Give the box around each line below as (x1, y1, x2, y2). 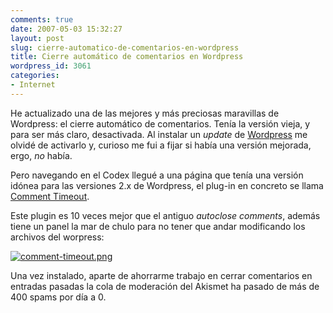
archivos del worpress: (10, 231, 105, 243)
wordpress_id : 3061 (10, 61, 92, 71)
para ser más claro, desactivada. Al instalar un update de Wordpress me (10, 128, 308, 140)
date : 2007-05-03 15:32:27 (10, 24, 123, 34)
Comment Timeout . (10, 190, 90, 202)
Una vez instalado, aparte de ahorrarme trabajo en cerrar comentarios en (10, 269, 313, 281)
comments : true (10, 14, 74, 25)
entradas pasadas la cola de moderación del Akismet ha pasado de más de (10, 280, 320, 292)
